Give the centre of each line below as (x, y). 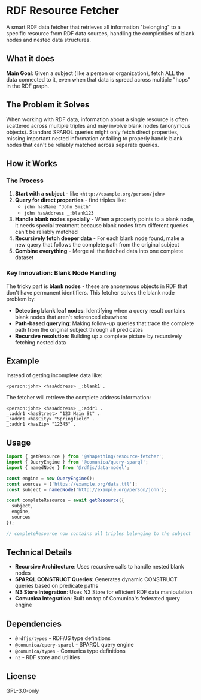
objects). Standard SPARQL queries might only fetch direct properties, (92, 132)
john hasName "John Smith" (57, 207)
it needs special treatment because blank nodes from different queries (102, 226)
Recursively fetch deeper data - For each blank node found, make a (99, 238)
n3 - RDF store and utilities (47, 657)
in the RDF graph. (28, 86)
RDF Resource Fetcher (63, 10)
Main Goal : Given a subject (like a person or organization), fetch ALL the (95, 73)
